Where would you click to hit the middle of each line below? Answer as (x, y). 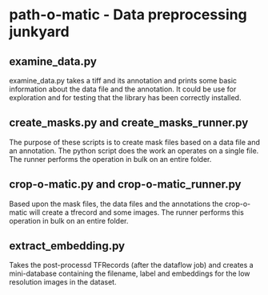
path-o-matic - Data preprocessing (128, 15)
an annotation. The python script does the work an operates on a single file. (134, 151)
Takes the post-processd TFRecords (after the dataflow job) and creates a (132, 265)
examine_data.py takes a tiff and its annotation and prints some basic (123, 81)
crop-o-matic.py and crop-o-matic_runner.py (125, 185)
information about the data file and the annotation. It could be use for (123, 89)
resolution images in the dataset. (63, 282)
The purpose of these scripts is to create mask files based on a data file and (135, 142)
